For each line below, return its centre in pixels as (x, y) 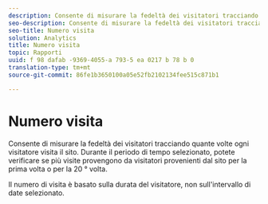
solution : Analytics (43, 38)
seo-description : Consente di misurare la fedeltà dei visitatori (121, 23)
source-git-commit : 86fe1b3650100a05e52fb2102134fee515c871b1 (114, 75)
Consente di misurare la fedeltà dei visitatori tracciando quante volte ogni (129, 143)
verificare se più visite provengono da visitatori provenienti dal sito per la (128, 160)
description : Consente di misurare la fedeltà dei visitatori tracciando (134, 16)
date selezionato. (37, 193)
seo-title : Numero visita (51, 30)
